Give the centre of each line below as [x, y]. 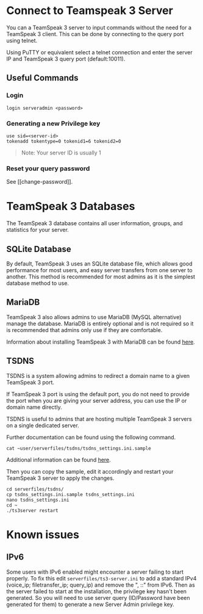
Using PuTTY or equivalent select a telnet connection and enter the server [100, 52]
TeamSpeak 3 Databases [71, 207]
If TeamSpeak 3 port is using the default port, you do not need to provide [98, 394]
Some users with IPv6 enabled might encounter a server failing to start [95, 572]
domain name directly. [34, 407]
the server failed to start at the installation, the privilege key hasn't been [97, 591]
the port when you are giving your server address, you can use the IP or [97, 400]
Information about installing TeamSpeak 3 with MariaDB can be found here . [101, 342]
